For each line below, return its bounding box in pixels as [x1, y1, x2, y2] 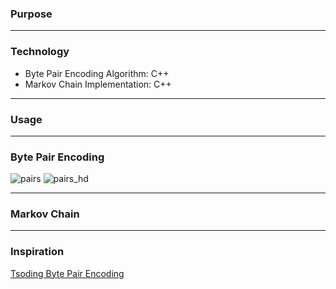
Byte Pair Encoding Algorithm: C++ [24, 67, 170, 79]
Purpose [10, 7, 53, 21]
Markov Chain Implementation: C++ [24, 78, 172, 90]
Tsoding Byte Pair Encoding [10, 267, 125, 279]
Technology [10, 45, 70, 59]
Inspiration [10, 245, 65, 259]
